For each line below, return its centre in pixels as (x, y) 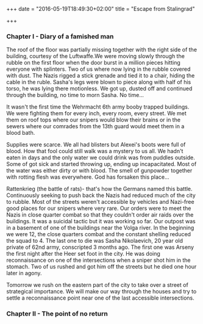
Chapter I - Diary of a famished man (60, 36)
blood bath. (21, 133)
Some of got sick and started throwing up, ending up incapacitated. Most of (101, 164)
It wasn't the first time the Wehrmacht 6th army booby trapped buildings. (98, 107)
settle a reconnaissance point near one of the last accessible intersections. (100, 298)
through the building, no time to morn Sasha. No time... (75, 95)
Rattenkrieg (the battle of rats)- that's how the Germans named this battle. (100, 189)
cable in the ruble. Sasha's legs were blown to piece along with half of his (99, 82)
